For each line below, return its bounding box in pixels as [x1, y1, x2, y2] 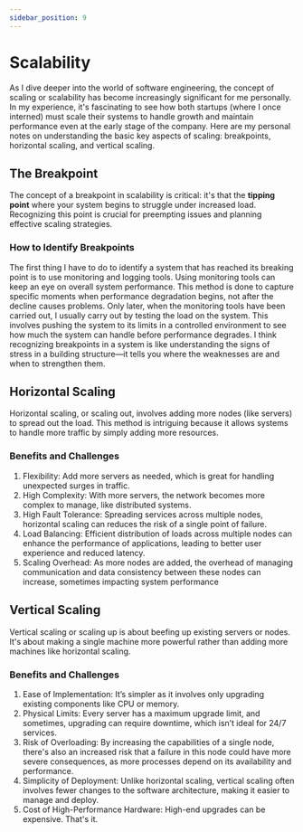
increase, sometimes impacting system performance [22, 576, 219, 587]
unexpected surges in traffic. [22, 480, 131, 491]
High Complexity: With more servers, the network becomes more [22, 489, 265, 500]
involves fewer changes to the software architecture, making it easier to [22, 784, 290, 796]
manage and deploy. [22, 794, 99, 805]
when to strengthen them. [9, 358, 106, 369]
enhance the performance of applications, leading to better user [22, 537, 262, 548]
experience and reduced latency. [22, 547, 146, 558]
